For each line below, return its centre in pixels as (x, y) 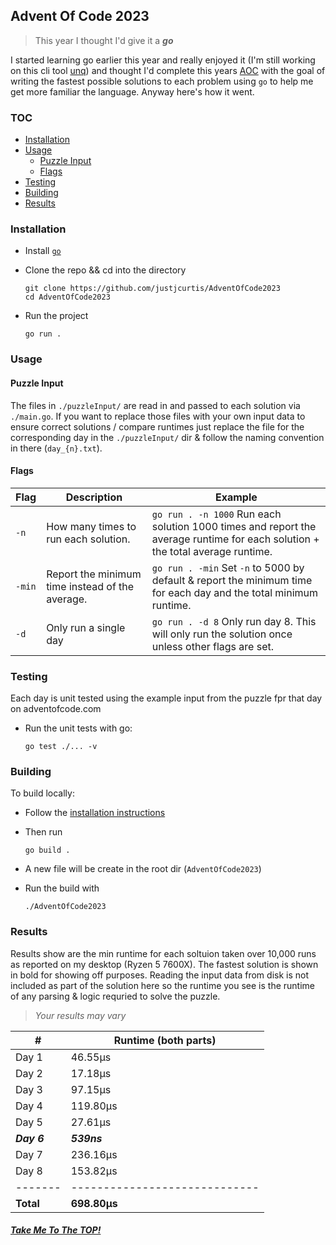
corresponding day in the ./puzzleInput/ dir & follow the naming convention (167, 437)
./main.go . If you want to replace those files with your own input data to (158, 416)
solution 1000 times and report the (234, 526)
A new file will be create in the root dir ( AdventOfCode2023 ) (143, 869)
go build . (47, 850)
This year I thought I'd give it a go (104, 40)
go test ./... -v (61, 747)
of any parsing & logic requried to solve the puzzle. (115, 996)
